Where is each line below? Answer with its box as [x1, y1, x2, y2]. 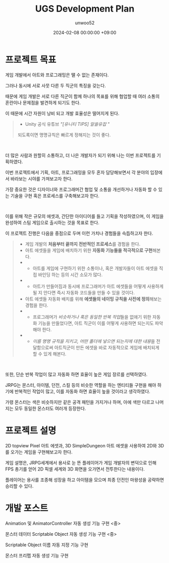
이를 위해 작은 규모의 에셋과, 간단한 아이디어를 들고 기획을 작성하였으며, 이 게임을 [5, 213, 164, 219]
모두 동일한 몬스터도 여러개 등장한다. [14, 405, 86, 412]
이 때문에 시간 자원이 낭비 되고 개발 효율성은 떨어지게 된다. [5, 110, 120, 116]
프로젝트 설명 [5, 425, 57, 436]
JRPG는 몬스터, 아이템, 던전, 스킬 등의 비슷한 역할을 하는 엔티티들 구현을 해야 [5, 382, 156, 388]
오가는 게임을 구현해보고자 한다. [10, 449, 73, 455]
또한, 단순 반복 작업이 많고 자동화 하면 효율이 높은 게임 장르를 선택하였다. [5, 371, 148, 377]
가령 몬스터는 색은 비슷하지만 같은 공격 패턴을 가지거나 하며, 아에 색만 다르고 [5, 399, 155, 405]
